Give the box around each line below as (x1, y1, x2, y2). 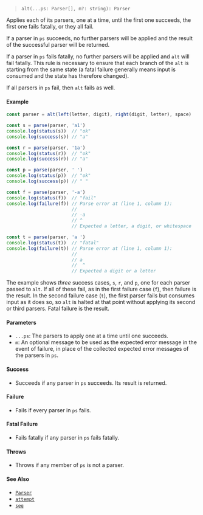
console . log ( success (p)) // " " (6, 178, 88, 185)
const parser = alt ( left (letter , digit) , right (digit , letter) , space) (6, 111, 191, 118)
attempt (15, 496, 35, 503)
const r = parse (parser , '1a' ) (6, 145, 86, 151)
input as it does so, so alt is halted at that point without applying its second (6, 299, 196, 306)
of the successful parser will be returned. (6, 41, 110, 48)
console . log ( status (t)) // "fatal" (6, 240, 99, 246)
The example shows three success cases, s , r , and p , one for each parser (6, 279, 190, 286)
